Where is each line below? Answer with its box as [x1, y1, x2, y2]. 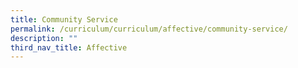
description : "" [10, 33, 78, 43]
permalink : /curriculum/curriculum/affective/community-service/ [10, 24, 288, 34]
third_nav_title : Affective [10, 42, 128, 53]
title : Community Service [10, 14, 118, 25]
